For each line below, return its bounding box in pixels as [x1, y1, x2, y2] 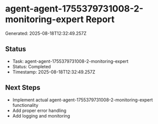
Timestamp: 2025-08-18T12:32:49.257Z [12, 69, 95, 75]
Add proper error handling [12, 107, 66, 113]
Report [85, 14, 115, 25]
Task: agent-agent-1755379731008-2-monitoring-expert [12, 58, 128, 64]
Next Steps [5, 83, 40, 92]
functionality [12, 102, 38, 108]
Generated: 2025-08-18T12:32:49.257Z [5, 30, 86, 36]
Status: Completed [12, 63, 51, 69]
